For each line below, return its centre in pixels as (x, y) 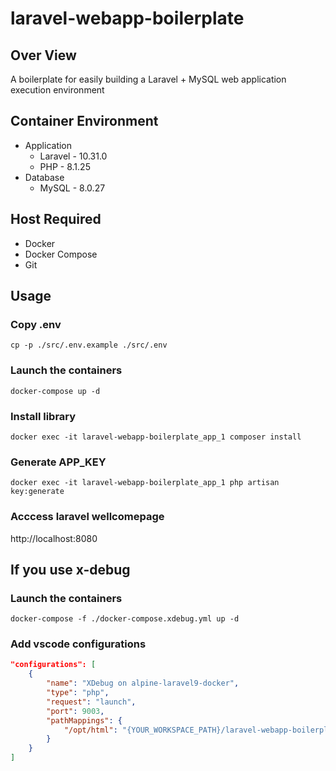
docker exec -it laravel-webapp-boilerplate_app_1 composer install (156, 437)
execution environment (57, 90)
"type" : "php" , (78, 693)
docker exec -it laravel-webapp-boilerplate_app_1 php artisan (145, 483)
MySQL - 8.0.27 (72, 188)
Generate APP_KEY (58, 462)
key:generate (37, 492)
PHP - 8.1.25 (65, 166)
